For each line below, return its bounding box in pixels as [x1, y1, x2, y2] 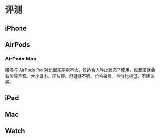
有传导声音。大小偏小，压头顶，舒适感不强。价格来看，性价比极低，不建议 [5, 73, 155, 79]
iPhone [5, 24, 27, 32]
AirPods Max [5, 55, 37, 62]
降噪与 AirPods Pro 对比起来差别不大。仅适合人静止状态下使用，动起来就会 [5, 67, 156, 73]
